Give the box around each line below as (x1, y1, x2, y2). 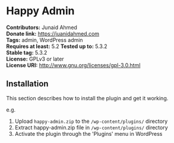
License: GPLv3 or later (6, 55, 64, 62)
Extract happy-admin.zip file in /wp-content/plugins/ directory (14, 123, 168, 131)
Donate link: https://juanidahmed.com (6, 30, 100, 37)
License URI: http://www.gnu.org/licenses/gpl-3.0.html (6, 61, 141, 69)
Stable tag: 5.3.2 (6, 49, 48, 56)
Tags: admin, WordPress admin (6, 36, 83, 43)
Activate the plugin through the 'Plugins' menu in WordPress (14, 130, 163, 137)
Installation (6, 79, 49, 89)
